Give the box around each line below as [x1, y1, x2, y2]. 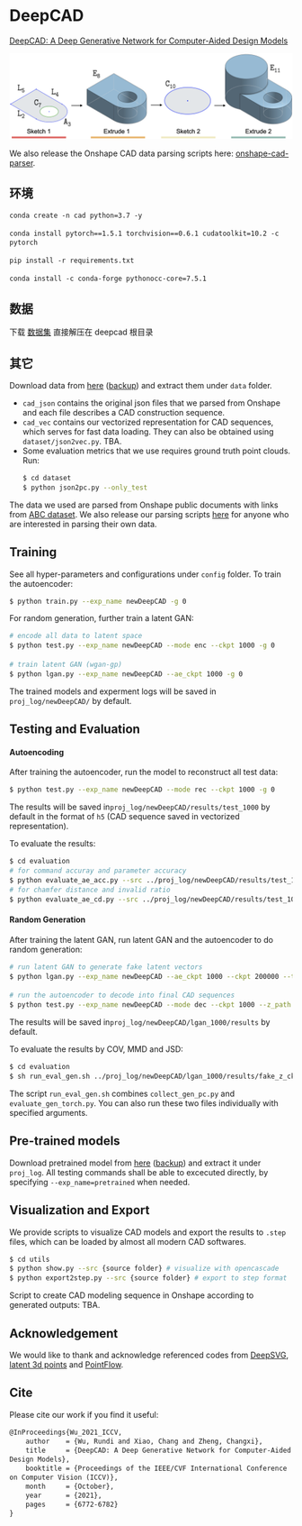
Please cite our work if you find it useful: [9, 1409, 159, 1420]
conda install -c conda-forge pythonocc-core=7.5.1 [9, 274, 207, 284]
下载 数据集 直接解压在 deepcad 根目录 [9, 326, 154, 338]
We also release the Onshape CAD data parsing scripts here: [9, 148, 234, 159]
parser [9, 157, 33, 168]
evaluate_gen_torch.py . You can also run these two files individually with [9, 1097, 279, 1109]
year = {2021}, [25, 1491, 102, 1500]
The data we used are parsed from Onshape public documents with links [9, 499, 279, 510]
